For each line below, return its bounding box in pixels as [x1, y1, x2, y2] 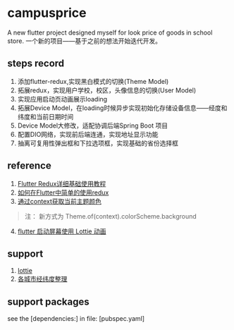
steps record [7, 58, 65, 70]
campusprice [7, 5, 87, 21]
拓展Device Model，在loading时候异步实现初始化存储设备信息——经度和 [17, 104, 228, 112]
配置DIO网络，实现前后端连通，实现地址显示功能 [17, 130, 159, 138]
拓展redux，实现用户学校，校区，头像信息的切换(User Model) [17, 86, 197, 94]
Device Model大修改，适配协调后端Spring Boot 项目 [17, 121, 168, 130]
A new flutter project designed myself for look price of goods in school [7, 28, 213, 37]
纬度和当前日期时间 [17, 112, 74, 121]
